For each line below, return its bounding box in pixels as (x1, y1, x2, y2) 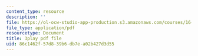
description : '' (6, 14, 46, 20)
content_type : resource (6, 8, 65, 15)
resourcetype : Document (6, 30, 65, 36)
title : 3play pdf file (6, 36, 62, 41)
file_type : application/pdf (6, 24, 75, 31)
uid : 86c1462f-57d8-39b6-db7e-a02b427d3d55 (6, 41, 115, 47)
